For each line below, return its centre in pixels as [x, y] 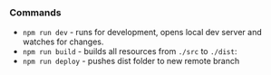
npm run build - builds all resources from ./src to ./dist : [130, 52]
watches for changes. [63, 42]
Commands [35, 13]
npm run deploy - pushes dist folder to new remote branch [131, 61]
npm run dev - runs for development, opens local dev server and [142, 33]
